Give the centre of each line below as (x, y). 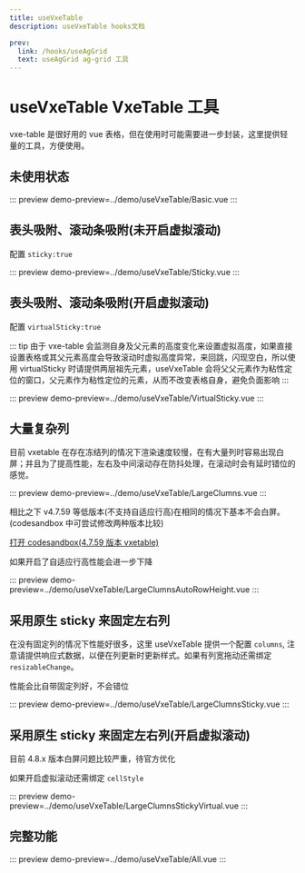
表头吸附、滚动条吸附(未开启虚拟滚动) (115, 230)
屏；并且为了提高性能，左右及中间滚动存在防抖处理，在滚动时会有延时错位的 (152, 463)
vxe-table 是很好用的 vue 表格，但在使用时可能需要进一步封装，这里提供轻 (149, 134)
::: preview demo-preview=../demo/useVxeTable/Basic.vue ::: (123, 199)
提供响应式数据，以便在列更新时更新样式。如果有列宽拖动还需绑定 (148, 656)
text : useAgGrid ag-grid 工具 (73, 60)
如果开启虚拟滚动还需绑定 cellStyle (77, 778)
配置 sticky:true (41, 253)
